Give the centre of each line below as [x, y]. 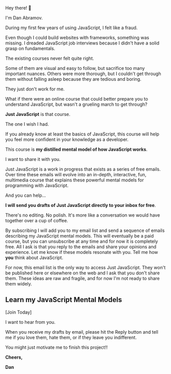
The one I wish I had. [27, 124]
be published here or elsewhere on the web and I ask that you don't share [83, 273]
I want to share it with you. [33, 159]
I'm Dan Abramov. [24, 18]
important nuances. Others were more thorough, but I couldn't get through [83, 74]
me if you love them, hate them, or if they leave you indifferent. [71, 337]
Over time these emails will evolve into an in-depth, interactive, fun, [76, 174]
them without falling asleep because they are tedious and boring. [73, 79]
